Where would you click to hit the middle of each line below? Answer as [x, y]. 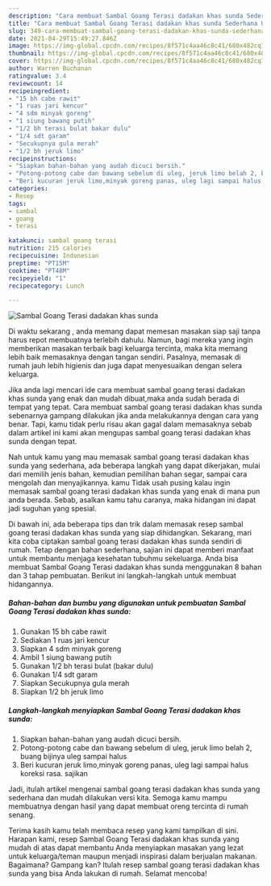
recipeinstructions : [43, 158]
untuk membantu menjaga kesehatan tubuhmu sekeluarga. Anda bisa [123, 559]
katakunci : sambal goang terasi [63, 241]
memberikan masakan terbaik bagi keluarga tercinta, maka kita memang [128, 349]
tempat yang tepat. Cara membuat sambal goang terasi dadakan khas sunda [135, 407]
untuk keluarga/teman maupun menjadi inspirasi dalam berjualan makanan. [133, 856]
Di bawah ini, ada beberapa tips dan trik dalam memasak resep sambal [126, 524]
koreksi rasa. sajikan [54, 774]
